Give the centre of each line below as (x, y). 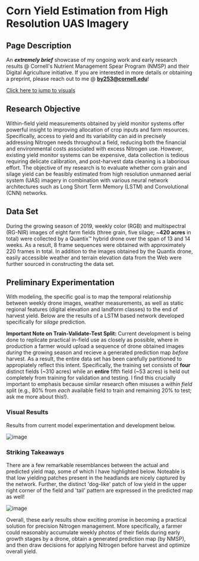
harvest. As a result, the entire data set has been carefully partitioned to (94, 359)
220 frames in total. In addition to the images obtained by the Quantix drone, (99, 251)
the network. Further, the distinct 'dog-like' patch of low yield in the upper (97, 484)
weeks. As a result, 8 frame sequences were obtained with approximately (96, 245)
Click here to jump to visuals (41, 90)
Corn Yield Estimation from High (87, 11)
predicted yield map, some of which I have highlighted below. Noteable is (96, 472)
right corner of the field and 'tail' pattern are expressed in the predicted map (99, 491)
